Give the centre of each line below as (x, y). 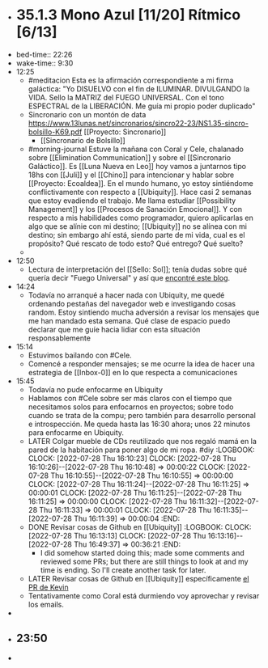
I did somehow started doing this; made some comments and (142, 552)
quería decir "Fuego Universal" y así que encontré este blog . (129, 277)
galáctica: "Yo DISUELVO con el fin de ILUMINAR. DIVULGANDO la (139, 89)
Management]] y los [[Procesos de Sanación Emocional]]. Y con (135, 209)
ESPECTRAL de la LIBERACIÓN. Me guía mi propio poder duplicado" (142, 106)
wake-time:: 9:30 (45, 63)
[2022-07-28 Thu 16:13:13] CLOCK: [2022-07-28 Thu (117, 535)
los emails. (46, 604)
